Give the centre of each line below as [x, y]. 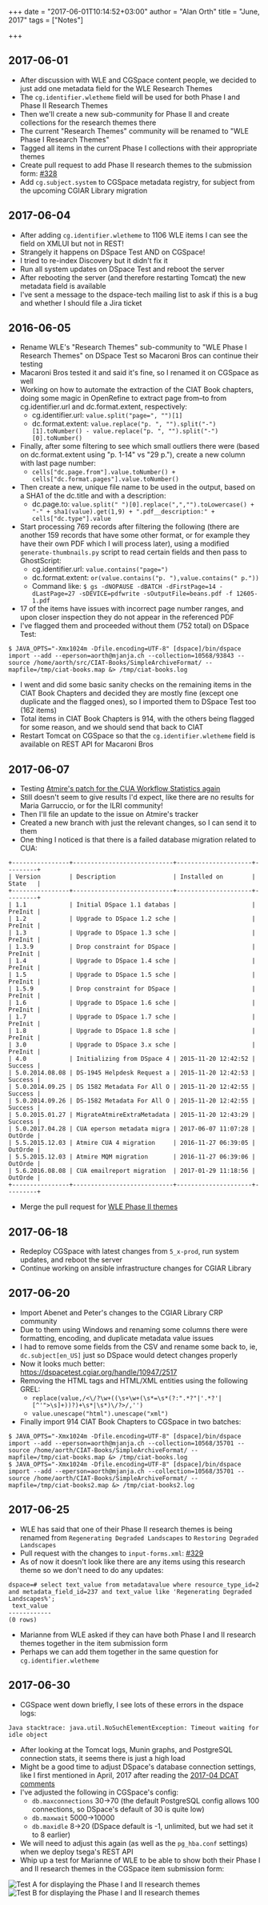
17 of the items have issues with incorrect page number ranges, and [132, 609]
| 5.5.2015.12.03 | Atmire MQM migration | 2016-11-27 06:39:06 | [132, 1157]
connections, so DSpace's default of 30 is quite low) [118, 1809]
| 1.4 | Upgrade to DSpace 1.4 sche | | [132, 961]
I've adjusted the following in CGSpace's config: [99, 1792]
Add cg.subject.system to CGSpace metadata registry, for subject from [137, 182]
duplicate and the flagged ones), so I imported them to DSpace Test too [138, 702]
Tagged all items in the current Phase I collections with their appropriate [138, 148]
